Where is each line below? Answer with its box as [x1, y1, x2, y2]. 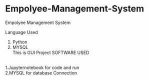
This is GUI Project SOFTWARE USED [12, 49, 89, 55]
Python [12, 38, 27, 45]
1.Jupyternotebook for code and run [5, 64, 79, 70]
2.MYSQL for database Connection [5, 69, 77, 75]
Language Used [5, 29, 38, 35]
